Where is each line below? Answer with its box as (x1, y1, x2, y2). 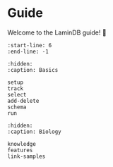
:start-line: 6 (7, 42, 52, 49)
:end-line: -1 (7, 48, 49, 55)
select (7, 91, 27, 98)
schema (7, 104, 27, 111)
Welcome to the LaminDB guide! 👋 (7, 28, 107, 37)
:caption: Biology (7, 128, 61, 135)
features (7, 147, 33, 154)
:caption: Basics (7, 66, 59, 73)
